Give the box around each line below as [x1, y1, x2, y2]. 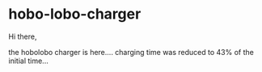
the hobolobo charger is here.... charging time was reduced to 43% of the [8, 47, 255, 57]
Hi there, [8, 32, 37, 41]
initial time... [8, 56, 49, 66]
